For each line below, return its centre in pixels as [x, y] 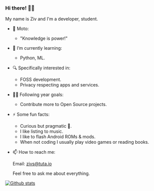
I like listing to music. [42, 131]
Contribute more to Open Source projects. [63, 105]
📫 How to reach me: [34, 152]
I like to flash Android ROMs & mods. [58, 137]
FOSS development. [41, 79]
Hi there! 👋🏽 [20, 8]
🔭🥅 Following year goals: [38, 94]
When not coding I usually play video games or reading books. [85, 142]
